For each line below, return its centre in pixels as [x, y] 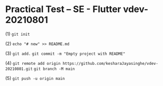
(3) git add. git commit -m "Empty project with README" [65, 53]
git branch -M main [54, 69]
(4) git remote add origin [33, 63]
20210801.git [19, 69]
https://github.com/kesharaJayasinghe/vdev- [110, 63]
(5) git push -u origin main [35, 78]
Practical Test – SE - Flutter [63, 9]
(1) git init [18, 34]
